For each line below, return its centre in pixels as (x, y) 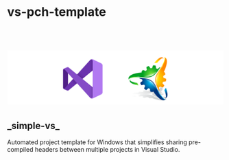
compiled (20, 150)
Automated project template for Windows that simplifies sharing (97, 142)
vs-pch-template (57, 12)
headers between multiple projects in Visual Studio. (107, 150)
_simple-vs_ (34, 125)
